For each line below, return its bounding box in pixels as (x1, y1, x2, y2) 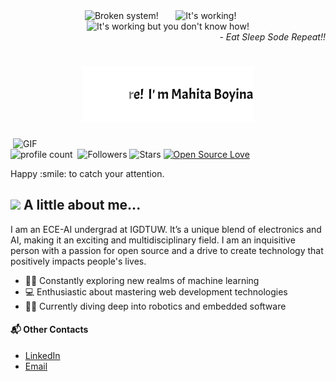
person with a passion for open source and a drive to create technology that (10, 244, 324, 256)
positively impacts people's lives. (10, 255, 147, 267)
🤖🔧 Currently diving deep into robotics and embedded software (24, 300, 287, 312)
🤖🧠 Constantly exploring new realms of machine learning (24, 274, 260, 286)
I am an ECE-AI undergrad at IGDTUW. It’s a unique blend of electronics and (10, 223, 322, 235)
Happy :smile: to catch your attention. (10, 167, 165, 179)
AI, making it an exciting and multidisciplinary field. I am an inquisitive (10, 234, 296, 246)
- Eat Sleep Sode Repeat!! (219, 31, 326, 43)
